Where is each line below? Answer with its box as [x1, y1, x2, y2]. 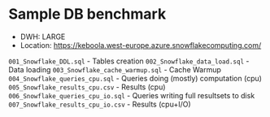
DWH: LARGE [20, 32, 66, 41]
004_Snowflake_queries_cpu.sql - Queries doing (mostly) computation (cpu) [8, 73, 263, 83]
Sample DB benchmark [8, 5, 167, 24]
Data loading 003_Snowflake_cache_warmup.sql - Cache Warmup [8, 64, 222, 74]
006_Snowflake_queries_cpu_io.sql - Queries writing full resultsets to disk [8, 90, 255, 100]
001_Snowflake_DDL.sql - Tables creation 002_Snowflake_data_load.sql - [8, 56, 250, 66]
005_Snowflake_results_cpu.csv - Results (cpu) [8, 82, 166, 92]
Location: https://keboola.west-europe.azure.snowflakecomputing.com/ [20, 40, 262, 50]
